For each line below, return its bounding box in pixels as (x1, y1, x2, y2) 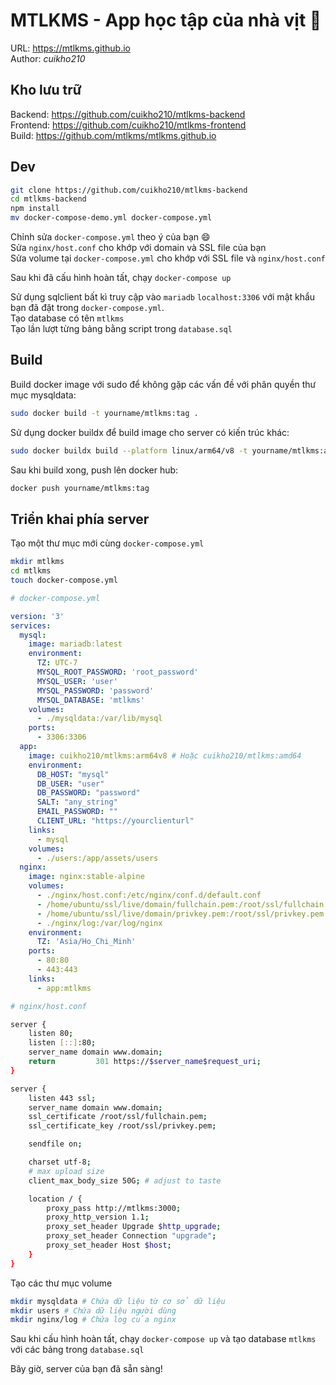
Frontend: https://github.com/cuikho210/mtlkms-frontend (10, 119, 247, 131)
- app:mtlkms (36, 983, 92, 993)
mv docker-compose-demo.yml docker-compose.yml (10, 213, 213, 223)
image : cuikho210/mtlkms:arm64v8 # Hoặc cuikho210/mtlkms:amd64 (28, 750, 302, 761)
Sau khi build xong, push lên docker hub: (10, 464, 179, 476)
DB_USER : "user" (36, 779, 105, 789)
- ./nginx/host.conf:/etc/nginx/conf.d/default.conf (36, 890, 262, 901)
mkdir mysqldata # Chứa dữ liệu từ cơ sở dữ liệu (10, 1296, 226, 1306)
